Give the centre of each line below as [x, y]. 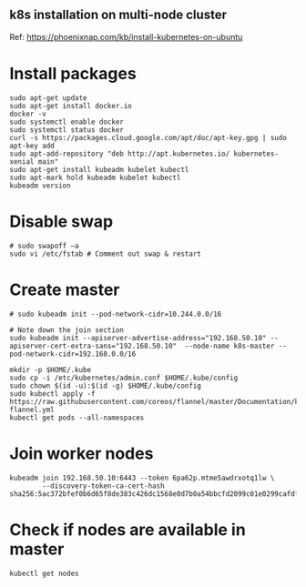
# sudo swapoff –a [44, 246]
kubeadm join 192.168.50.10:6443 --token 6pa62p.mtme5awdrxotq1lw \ [142, 478]
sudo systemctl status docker [67, 130]
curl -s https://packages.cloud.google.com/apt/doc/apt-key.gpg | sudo [148, 137]
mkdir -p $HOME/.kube [51, 369]
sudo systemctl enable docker [67, 122]
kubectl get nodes [44, 573]
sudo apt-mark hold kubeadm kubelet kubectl [95, 177]
